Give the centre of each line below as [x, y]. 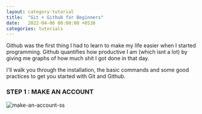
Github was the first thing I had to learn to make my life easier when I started [101, 46]
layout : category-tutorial [40, 12]
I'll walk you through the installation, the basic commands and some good [98, 70]
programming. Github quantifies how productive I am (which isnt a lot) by [97, 52]
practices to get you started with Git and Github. [66, 76]
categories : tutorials [35, 28]
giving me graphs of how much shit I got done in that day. [78, 58]
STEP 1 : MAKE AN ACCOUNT [50, 92]
